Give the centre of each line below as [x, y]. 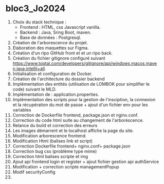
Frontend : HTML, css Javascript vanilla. [60, 27]
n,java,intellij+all [29, 68]
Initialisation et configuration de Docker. [53, 74]
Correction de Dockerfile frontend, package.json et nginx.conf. [75, 115]
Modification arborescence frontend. [49, 136]
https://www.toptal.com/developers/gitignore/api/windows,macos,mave [85, 63]
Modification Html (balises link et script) [53, 141]
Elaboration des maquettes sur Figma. [51, 48]
